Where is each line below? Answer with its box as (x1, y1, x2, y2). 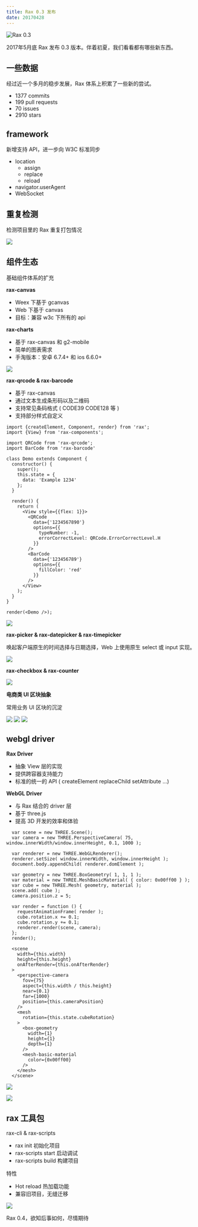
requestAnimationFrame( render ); (17, 908, 104, 915)
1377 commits (14, 92, 50, 100)
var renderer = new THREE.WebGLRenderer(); (11, 850, 123, 856)
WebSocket (14, 190, 44, 197)
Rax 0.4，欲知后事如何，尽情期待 (6, 1214, 89, 1222)
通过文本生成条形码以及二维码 (14, 397, 89, 404)
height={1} (28, 1035, 56, 1041)
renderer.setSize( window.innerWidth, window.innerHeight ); (11, 856, 169, 862)
